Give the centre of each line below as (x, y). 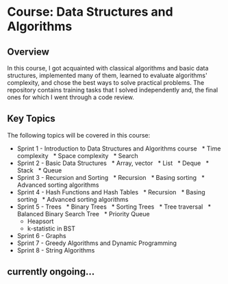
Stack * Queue (39, 170)
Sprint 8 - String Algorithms (56, 250)
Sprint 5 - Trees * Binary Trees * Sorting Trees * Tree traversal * (114, 207)
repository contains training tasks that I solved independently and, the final (113, 90)
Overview (28, 52)
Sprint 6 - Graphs (41, 235)
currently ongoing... (51, 272)
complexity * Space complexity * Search (77, 155)
